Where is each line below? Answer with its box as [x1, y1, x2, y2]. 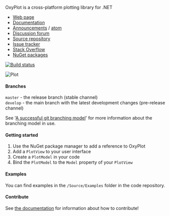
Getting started [5, 132, 38, 138]
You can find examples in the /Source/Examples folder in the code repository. [5, 182, 165, 188]
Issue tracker [12, 41, 41, 47]
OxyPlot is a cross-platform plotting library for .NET [5, 5, 113, 10]
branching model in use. [5, 120, 56, 126]
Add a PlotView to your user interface [12, 149, 91, 155]
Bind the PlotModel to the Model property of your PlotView [12, 159, 133, 165]
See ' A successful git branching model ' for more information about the [5, 115, 153, 121]
